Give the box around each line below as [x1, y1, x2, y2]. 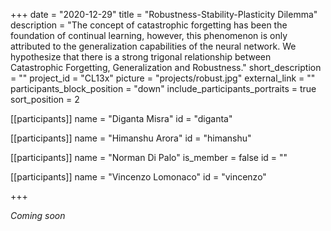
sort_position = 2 [10, 94, 80, 105]
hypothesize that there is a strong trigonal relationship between [10, 51, 272, 63]
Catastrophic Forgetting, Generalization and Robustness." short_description [10, 62, 322, 73]
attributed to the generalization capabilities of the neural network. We [10, 40, 297, 52]
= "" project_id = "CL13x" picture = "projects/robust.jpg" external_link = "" [10, 72, 316, 84]
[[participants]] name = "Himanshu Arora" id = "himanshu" [10, 132, 252, 144]
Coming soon [10, 210, 66, 221]
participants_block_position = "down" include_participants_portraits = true [10, 83, 317, 94]
